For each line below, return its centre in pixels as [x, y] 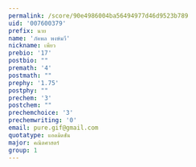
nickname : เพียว [32, 46]
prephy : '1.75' [34, 83]
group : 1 [23, 150]
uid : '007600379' [37, 23]
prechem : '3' [30, 98]
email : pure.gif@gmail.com [53, 128]
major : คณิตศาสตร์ [34, 143]
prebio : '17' [30, 53]
